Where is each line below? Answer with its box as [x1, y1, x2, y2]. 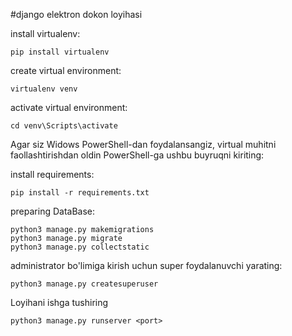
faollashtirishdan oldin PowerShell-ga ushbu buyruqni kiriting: [10, 149, 265, 161]
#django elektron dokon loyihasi [10, 9, 143, 20]
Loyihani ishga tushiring [10, 297, 109, 308]
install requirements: [10, 169, 95, 180]
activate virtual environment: [10, 102, 128, 113]
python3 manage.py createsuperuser [10, 279, 159, 289]
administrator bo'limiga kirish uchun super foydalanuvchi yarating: [10, 260, 283, 271]
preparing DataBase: [10, 205, 96, 217]
